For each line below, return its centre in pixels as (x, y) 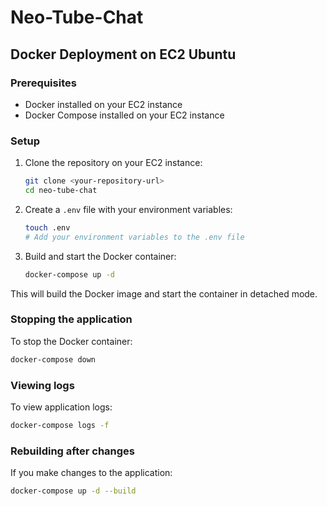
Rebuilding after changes (73, 451)
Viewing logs (42, 385)
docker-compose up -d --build (73, 491)
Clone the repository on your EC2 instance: (113, 163)
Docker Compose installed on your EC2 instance (124, 115)
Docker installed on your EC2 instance (103, 104)
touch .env (47, 227)
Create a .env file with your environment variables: (128, 209)
